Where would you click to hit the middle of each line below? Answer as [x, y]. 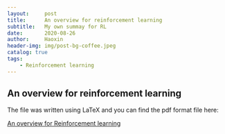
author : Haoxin [35, 40]
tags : [15, 59]
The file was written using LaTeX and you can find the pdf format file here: [113, 110]
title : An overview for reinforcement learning [85, 20]
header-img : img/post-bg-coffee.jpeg [62, 46]
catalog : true [28, 53]
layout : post [32, 14]
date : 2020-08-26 [42, 33]
